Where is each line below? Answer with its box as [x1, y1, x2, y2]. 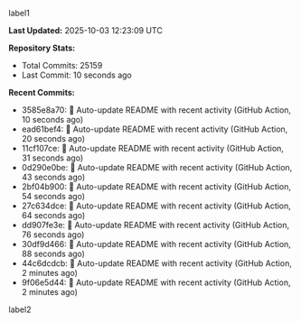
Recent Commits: [8, 87, 75, 97]
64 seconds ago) [21, 210, 86, 220]
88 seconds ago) [21, 248, 85, 259]
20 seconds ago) [21, 133, 86, 143]
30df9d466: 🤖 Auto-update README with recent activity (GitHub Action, [21, 239, 291, 249]
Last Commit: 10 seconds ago [21, 69, 132, 80]
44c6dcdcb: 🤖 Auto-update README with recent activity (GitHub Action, [21, 258, 293, 269]
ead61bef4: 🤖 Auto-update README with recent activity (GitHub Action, [21, 124, 288, 134]
